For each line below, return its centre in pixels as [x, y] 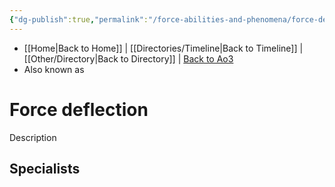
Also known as [54, 69]
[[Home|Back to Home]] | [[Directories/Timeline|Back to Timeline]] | [163, 48]
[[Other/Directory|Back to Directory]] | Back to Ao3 [128, 58]
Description [33, 137]
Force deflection [79, 109]
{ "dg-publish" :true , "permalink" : [79, 19]
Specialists [45, 168]
